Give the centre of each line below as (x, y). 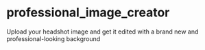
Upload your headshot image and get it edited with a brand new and (102, 32)
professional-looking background (53, 38)
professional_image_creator (88, 13)
